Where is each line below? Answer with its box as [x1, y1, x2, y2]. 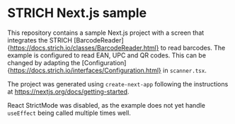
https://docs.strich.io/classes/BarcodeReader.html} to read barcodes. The [9, 43, 226, 52]
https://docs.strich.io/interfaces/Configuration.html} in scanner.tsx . [9, 66, 207, 74]
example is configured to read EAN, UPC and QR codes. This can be [7, 51, 207, 60]
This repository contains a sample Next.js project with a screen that [7, 28, 205, 37]
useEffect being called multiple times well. [7, 108, 131, 117]
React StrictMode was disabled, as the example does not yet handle [7, 101, 205, 109]
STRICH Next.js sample [7, 5, 147, 21]
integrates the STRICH [7, 35, 73, 44]
